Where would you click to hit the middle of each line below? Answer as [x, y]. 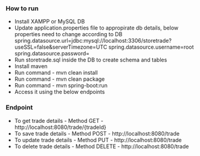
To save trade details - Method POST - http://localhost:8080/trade [97, 133]
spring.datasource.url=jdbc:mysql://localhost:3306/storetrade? [93, 41]
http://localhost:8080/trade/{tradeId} [60, 127]
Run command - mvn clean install [56, 73]
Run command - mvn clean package [60, 79]
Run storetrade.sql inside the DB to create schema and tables [91, 60]
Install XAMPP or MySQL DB [50, 22]
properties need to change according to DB [68, 34]
